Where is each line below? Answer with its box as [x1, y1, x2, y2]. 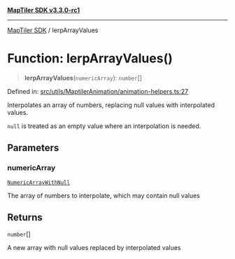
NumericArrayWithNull [7, 178, 71, 186]
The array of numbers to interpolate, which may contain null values [7, 191, 201, 199]
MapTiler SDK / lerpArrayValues [7, 26, 99, 34]
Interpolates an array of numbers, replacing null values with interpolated [7, 101, 215, 109]
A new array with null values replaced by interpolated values [7, 244, 181, 252]
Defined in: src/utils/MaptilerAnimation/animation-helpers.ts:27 [7, 87, 189, 95]
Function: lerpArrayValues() [7, 50, 173, 66]
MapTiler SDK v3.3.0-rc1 [7, 6, 80, 14]
